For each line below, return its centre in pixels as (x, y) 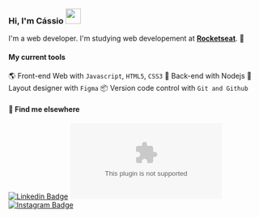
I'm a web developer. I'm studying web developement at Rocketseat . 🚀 (127, 38)
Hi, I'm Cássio (36, 20)
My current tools (37, 57)
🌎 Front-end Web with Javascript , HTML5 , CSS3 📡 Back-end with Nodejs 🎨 (130, 75)
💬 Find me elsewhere (44, 109)
